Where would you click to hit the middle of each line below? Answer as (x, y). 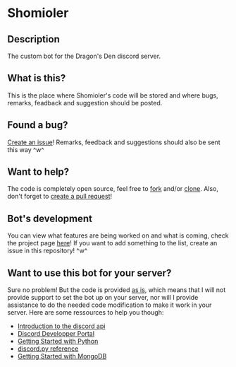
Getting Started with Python (58, 342)
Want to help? (38, 172)
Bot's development (50, 218)
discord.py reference (48, 349)
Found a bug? (38, 125)
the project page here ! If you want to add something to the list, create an (112, 243)
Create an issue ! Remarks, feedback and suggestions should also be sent (114, 142)
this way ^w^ (26, 149)
